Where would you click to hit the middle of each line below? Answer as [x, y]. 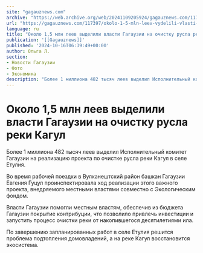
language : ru [23, 29]
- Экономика [21, 74]
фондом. [17, 196]
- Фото [14, 68]
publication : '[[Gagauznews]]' [46, 40]
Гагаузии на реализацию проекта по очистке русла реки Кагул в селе [97, 159]
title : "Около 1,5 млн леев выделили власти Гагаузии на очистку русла [98, 34]
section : [17, 57]
